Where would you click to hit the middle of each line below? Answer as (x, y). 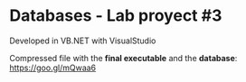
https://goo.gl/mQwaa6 (53, 68)
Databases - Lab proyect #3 (116, 16)
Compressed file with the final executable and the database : (123, 58)
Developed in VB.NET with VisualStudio (83, 41)
